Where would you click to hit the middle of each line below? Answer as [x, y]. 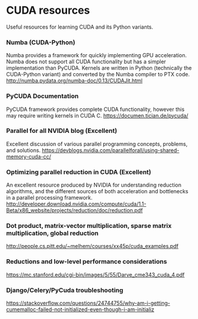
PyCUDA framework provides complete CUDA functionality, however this [95, 109]
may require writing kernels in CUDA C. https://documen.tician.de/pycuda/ [97, 115]
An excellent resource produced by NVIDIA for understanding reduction [94, 185]
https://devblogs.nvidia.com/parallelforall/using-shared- [111, 150]
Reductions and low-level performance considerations [87, 262]
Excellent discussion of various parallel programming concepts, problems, [97, 144]
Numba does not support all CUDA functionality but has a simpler [86, 62]
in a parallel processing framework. [49, 198]
